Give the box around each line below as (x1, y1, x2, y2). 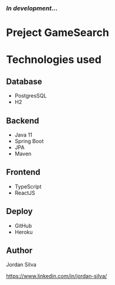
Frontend (6, 167, 41, 177)
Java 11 (14, 131, 32, 138)
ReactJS (14, 189, 35, 196)
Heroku (14, 228, 33, 235)
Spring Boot (14, 137, 44, 144)
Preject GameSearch (6, 26, 109, 40)
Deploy (6, 206, 33, 216)
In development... (6, 4, 58, 12)
